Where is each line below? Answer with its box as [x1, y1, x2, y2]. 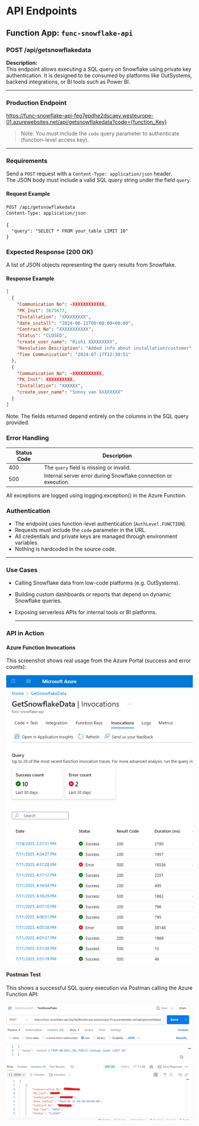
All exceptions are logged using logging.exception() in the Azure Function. [6, 492, 187, 499]
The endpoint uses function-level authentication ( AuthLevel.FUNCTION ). [14, 520, 187, 527]
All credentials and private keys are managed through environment [14, 533, 178, 540]
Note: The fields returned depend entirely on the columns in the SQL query [6, 412, 189, 420]
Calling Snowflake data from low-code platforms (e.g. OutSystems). [14, 579, 181, 587]
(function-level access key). [20, 136, 89, 143]
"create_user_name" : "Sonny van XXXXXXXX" [17, 389, 123, 395]
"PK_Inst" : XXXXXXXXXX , [17, 377, 76, 383]
